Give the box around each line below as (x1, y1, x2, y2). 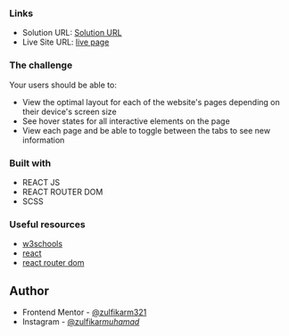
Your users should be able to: (9, 79, 118, 90)
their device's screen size (21, 106, 118, 117)
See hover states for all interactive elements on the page (21, 115, 230, 127)
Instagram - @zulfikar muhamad (21, 316, 140, 327)
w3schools (21, 239, 63, 250)
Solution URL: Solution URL (21, 28, 122, 38)
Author (9, 283, 49, 299)
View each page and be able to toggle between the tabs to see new (21, 125, 270, 135)
